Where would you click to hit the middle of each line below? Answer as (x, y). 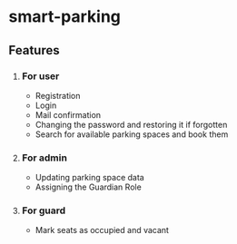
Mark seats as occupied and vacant (102, 230)
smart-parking (65, 17)
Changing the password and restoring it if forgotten (131, 124)
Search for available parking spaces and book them (132, 134)
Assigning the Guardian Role (88, 187)
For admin (44, 158)
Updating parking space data (89, 178)
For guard (44, 210)
